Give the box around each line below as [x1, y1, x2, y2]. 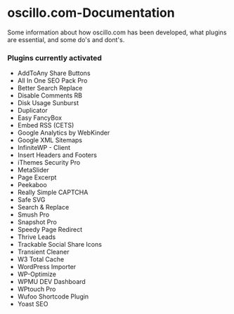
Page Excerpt [17, 173, 57, 182]
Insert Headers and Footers [17, 151, 97, 159]
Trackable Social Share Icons [17, 240, 102, 249]
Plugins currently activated [7, 53, 102, 62]
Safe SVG [17, 196, 46, 204]
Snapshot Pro [17, 218, 58, 226]
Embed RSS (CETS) [17, 121, 74, 130]
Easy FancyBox [17, 114, 62, 122]
